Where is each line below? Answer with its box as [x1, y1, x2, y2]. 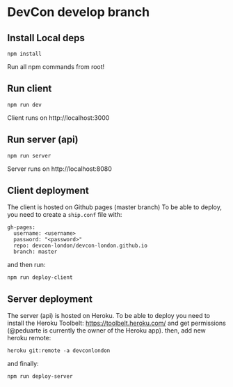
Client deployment [7, 185, 89, 197]
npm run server [7, 152, 51, 159]
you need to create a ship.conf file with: [7, 211, 122, 219]
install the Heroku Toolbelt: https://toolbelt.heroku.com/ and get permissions [7, 319, 226, 328]
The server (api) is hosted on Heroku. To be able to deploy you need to [7, 312, 211, 320]
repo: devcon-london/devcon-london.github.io [13, 242, 148, 250]
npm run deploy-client [7, 274, 73, 281]
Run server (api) [7, 134, 79, 146]
